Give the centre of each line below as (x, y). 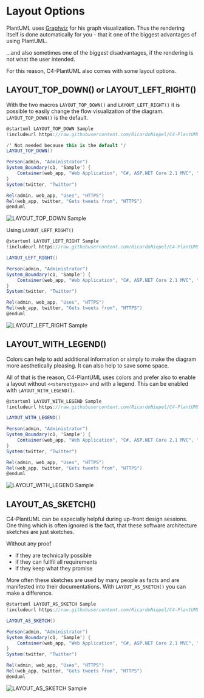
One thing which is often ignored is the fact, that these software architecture (102, 525)
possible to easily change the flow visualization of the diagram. (85, 111)
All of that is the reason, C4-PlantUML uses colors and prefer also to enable (101, 377)
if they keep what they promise (54, 569)
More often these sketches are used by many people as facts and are (93, 580)
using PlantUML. (27, 41)
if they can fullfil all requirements (56, 562)
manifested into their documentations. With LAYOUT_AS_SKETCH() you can (96, 587)
